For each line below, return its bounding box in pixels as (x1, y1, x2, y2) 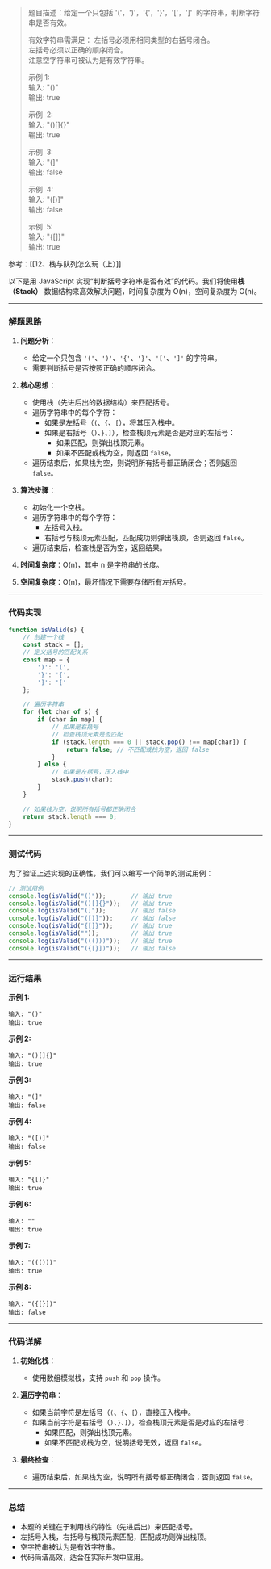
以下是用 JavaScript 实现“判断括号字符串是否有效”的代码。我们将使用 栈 (8, 276, 245, 286)
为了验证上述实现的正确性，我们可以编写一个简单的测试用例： (8, 868, 214, 878)
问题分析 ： (19, 336, 56, 346)
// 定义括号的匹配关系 (23, 648, 89, 657)
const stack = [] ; (23, 641, 85, 649)
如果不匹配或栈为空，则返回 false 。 (56, 448, 176, 458)
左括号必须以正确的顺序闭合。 (27, 45, 127, 55)
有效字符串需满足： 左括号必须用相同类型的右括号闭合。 (27, 36, 215, 44)
